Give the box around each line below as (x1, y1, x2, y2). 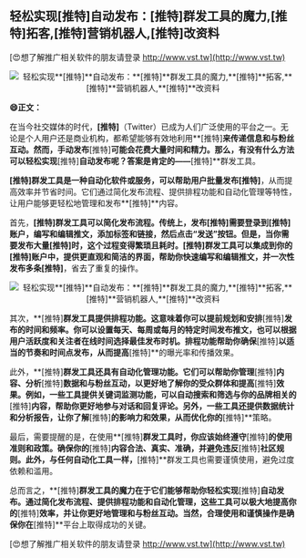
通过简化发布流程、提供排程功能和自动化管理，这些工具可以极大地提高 (25, 496, 289, 507)
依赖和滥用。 (9, 465, 57, 476)
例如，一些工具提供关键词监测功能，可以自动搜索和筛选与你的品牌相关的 (25, 388, 297, 399)
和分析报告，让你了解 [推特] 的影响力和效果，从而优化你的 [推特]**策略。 (9, 411, 277, 422)
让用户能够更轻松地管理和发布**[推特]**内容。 (9, 197, 184, 208)
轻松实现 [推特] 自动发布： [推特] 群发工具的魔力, (9, 8, 271, 25)
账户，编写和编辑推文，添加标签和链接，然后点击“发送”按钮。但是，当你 (9, 228, 282, 239)
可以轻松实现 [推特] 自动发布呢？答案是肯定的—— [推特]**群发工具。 (9, 155, 261, 166)
